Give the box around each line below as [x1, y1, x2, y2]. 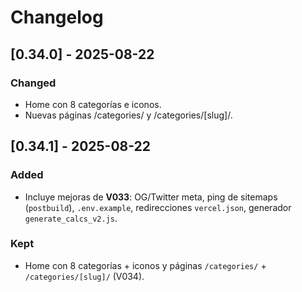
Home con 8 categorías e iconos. [24, 98, 162, 110]
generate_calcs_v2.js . [24, 212, 118, 224]
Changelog [10, 6, 104, 29]
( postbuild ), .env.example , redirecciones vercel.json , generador [24, 201, 292, 213]
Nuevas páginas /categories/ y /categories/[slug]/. [24, 109, 233, 121]
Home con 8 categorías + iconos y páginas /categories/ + [24, 259, 267, 271]
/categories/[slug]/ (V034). [24, 270, 145, 282]
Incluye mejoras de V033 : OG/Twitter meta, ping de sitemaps [24, 191, 278, 203]
